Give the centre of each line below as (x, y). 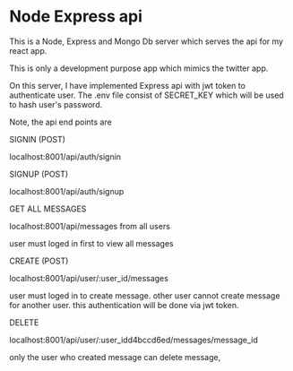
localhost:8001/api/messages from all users (90, 226)
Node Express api (76, 17)
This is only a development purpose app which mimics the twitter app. (139, 68)
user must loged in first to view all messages (92, 243)
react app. (28, 50)
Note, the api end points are (60, 122)
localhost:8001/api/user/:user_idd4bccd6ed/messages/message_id (134, 340)
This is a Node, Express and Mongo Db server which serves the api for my (146, 41)
